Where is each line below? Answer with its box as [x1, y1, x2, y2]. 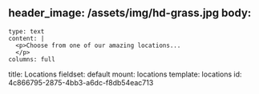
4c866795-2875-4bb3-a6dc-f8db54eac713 [8, 77, 154, 87]
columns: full [8, 55, 56, 63]
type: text [8, 27, 45, 35]
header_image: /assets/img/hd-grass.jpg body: [8, 6, 252, 20]
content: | [8, 34, 45, 42]
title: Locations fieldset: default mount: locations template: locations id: [8, 69, 242, 79]
